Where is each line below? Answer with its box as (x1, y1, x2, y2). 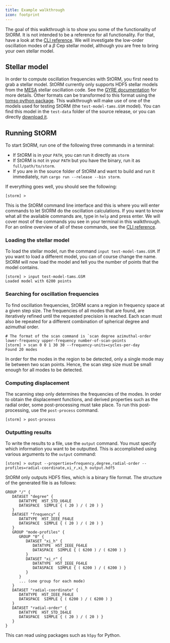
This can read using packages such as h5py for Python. (5, 632, 121, 638)
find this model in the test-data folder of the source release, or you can (5, 108, 156, 115)
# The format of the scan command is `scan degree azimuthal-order (5, 333, 152, 339)
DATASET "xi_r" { (25, 556, 63, 562)
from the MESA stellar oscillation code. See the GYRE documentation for (5, 87, 157, 93)
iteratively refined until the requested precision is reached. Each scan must (5, 313, 162, 319)
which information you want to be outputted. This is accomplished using (5, 446, 157, 452)
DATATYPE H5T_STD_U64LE (18, 498, 72, 504)
